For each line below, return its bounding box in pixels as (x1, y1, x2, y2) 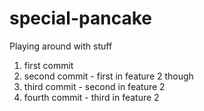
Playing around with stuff (9, 40, 113, 52)
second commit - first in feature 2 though (23, 70, 194, 82)
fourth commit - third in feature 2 (23, 91, 160, 103)
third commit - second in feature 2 (23, 80, 166, 92)
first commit (23, 59, 74, 71)
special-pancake (9, 7, 152, 30)
